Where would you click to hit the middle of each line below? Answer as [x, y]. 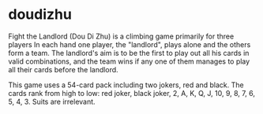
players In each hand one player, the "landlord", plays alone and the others [130, 44]
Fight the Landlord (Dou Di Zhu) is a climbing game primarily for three [121, 36]
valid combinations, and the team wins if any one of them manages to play [129, 61]
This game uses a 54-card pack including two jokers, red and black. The [126, 85]
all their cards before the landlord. [63, 69]
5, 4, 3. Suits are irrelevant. [52, 101]
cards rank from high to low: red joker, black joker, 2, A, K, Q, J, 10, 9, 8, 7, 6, [131, 93]
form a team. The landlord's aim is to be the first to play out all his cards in [129, 53]
